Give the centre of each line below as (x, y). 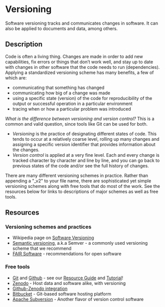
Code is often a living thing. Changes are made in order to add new (74, 56)
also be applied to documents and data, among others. (61, 28)
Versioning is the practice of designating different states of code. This (84, 134)
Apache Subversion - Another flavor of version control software (78, 299)
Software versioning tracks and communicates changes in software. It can (82, 23)
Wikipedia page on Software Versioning (53, 238)
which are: (16, 78)
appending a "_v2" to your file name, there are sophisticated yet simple (78, 181)
